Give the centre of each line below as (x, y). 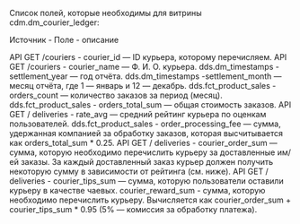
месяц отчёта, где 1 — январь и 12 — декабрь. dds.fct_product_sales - (143, 86)
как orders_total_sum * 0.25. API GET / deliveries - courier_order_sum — (144, 143)
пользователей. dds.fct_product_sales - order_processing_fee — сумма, (145, 124)
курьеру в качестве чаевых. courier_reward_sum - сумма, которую (137, 190)
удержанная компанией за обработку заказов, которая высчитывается (146, 133)
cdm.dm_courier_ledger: (55, 22)
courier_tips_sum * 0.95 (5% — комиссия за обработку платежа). (133, 209)
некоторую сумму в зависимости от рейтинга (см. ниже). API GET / (139, 171)
